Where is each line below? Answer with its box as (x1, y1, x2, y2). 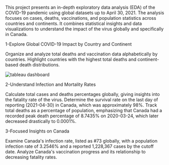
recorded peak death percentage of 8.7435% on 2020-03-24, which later (5, 113, 159, 119)
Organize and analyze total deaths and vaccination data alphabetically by (5, 51, 158, 57)
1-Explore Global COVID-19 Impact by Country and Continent (5, 41, 132, 47)
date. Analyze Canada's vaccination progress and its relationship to (5, 149, 146, 154)
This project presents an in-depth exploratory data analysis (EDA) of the (5, 5, 155, 10)
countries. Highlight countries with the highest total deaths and (5, 56, 137, 62)
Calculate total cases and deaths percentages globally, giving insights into (5, 91, 160, 97)
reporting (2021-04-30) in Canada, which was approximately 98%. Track (5, 102, 157, 108)
